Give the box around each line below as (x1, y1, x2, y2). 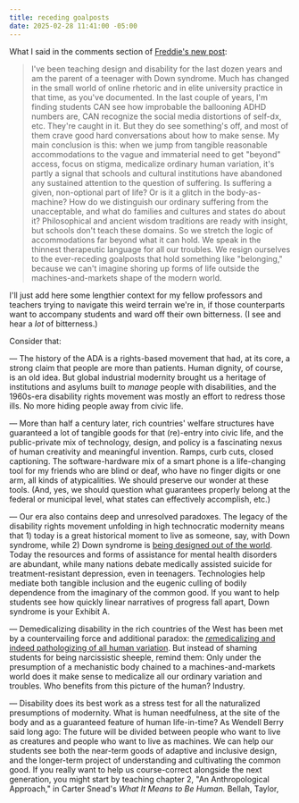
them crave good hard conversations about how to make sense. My (30, 130, 279, 140)
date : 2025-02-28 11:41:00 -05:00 (9, 21, 138, 30)
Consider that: (9, 335, 62, 346)
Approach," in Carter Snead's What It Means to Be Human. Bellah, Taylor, (9, 783, 279, 794)
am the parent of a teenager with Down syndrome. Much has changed (30, 72, 290, 83)
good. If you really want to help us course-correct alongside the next (9, 764, 262, 774)
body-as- (226, 187, 262, 198)
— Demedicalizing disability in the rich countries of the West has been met (9, 623, 284, 634)
